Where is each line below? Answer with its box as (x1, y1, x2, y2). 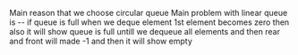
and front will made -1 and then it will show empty (9, 35, 192, 46)
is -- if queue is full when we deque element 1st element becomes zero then (9, 17, 290, 27)
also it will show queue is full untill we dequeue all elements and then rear (9, 27, 280, 36)
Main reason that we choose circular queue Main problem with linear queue (9, 8, 288, 18)
